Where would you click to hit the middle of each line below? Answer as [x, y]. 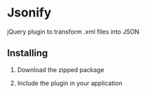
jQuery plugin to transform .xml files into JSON [73, 32]
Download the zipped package [61, 69]
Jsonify [29, 13]
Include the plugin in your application [70, 83]
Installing [28, 53]
